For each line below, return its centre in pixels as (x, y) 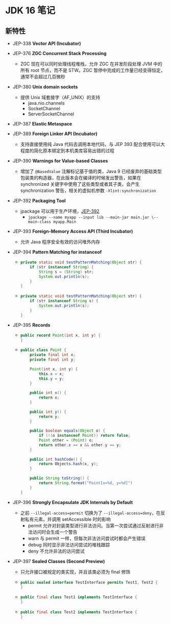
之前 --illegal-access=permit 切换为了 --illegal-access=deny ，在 (90, 513)
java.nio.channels (46, 103)
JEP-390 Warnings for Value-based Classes (60, 161)
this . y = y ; (51, 379)
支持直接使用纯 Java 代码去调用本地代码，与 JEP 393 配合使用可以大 (92, 144)
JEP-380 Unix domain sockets (45, 87)
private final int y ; (53, 360)
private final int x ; (53, 355)
